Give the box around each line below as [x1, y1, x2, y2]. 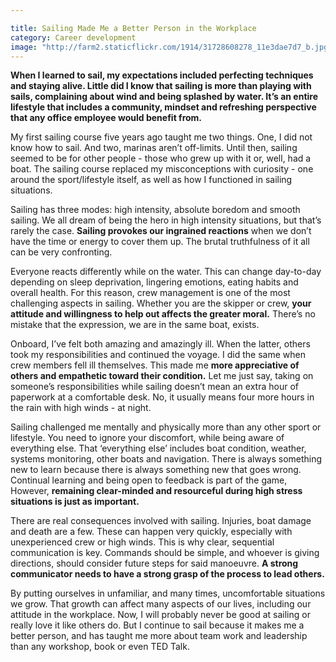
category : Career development [10, 32, 137, 43]
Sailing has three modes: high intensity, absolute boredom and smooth [10, 204, 301, 216]
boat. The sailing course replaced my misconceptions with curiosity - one [10, 163, 314, 175]
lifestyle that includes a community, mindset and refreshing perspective [10, 101, 317, 113]
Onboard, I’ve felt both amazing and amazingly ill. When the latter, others [10, 338, 311, 350]
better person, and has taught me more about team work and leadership [10, 630, 308, 642]
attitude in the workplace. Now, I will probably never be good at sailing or [10, 609, 311, 621]
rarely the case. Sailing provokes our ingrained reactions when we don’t [10, 225, 312, 237]
